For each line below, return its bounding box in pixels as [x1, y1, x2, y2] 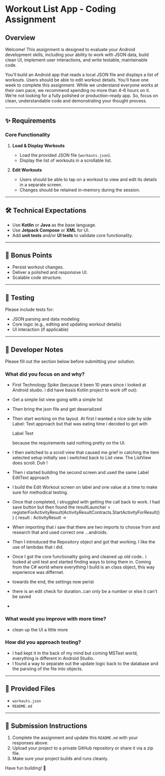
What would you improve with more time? [5, 616, 107, 623]
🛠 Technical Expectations [5, 207, 87, 215]
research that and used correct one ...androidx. [12, 530, 108, 536]
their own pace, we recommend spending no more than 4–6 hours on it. [5, 88, 150, 93]
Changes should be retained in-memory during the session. [19, 187, 140, 193]
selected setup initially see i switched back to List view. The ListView [12, 455, 151, 461]
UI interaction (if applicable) [12, 327, 69, 332]
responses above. [12, 740, 49, 746]
